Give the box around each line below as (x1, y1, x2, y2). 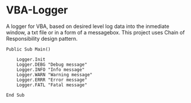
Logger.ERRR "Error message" (16, 77, 88, 83)
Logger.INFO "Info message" (16, 66, 85, 73)
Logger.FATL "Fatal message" (16, 82, 88, 88)
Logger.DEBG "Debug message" (16, 62, 88, 68)
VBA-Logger (6, 3, 68, 17)
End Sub (6, 92, 25, 98)
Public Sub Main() (6, 46, 51, 52)
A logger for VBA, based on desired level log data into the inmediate (6, 23, 169, 30)
